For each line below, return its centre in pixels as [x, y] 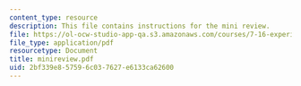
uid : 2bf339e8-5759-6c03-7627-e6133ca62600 [92, 68]
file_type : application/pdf [62, 43]
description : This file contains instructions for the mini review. [140, 26]
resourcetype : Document [54, 51]
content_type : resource [54, 17]
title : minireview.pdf [52, 59]
